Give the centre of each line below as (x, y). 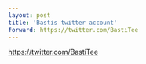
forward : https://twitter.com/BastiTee (73, 30)
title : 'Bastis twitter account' (63, 23)
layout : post (29, 15)
